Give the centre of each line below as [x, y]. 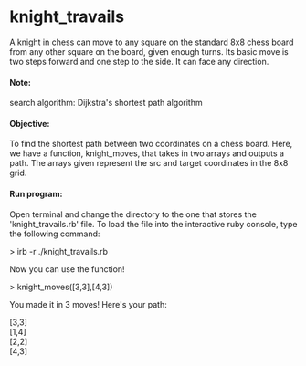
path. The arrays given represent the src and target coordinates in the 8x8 [149, 163]
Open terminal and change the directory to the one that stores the [133, 214]
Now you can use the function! [67, 269]
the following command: [55, 234]
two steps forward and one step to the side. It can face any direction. [139, 61]
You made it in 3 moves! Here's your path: [88, 304]
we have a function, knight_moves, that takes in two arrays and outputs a [147, 153]
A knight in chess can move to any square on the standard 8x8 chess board [152, 42]
